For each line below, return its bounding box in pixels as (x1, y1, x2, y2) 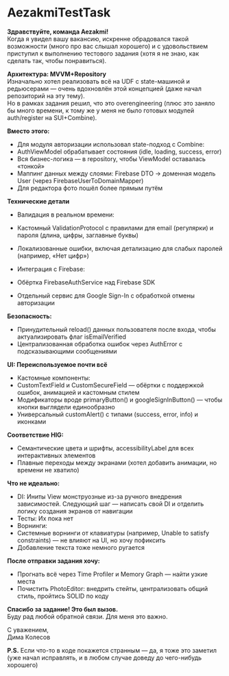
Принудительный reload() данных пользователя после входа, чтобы (16, 325, 216, 333)
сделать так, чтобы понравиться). (7, 56, 107, 64)
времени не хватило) (16, 466, 80, 474)
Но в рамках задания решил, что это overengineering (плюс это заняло (7, 99, 215, 107)
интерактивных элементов (16, 451, 96, 459)
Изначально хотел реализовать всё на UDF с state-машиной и (7, 77, 190, 85)
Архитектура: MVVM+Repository (7, 70, 107, 78)
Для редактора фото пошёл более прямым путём (16, 184, 163, 192)
